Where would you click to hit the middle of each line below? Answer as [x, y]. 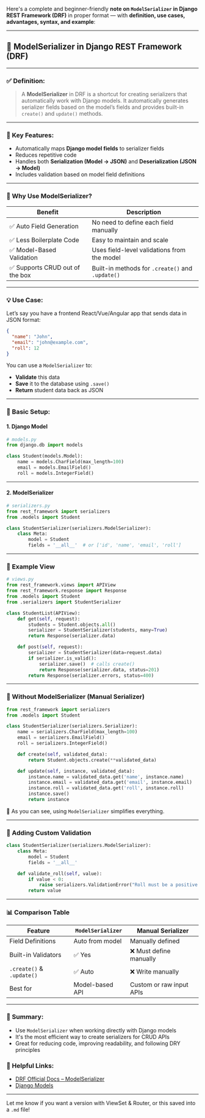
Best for [21, 988]
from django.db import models [45, 445]
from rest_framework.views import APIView [61, 585]
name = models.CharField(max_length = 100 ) [70, 462]
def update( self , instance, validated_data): [76, 771]
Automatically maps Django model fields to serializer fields [90, 149]
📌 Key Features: [30, 135]
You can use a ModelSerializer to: [49, 365]
